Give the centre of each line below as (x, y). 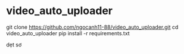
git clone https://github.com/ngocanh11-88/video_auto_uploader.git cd (92, 27)
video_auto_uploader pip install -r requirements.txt (68, 33)
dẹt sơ (14, 45)
